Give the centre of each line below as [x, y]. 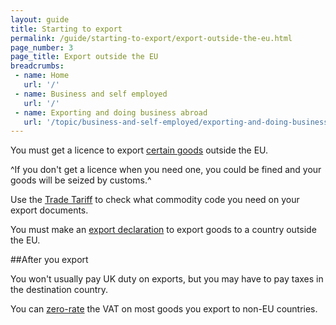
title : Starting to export [66, 29]
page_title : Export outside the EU [84, 57]
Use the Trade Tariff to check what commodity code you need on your [155, 200]
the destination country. [59, 290]
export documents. [49, 210]
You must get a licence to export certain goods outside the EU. [139, 150]
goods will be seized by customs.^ [81, 180]
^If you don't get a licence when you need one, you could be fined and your [166, 170]
